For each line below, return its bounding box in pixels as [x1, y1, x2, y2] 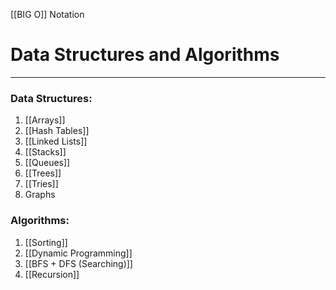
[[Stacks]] [24, 146, 67, 158]
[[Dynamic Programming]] [24, 247, 133, 259]
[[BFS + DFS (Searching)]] [24, 257, 133, 269]
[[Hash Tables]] [24, 125, 90, 137]
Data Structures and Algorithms [10, 44, 280, 66]
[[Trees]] [24, 167, 62, 179]
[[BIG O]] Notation [10, 9, 85, 20]
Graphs [24, 189, 56, 201]
